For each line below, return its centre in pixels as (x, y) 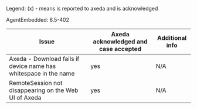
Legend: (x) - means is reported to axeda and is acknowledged (82, 8)
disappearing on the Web (44, 90)
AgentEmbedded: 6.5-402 (38, 20)
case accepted (120, 49)
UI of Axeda (25, 98)
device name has (33, 66)
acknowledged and (120, 42)
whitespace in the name (42, 74)
